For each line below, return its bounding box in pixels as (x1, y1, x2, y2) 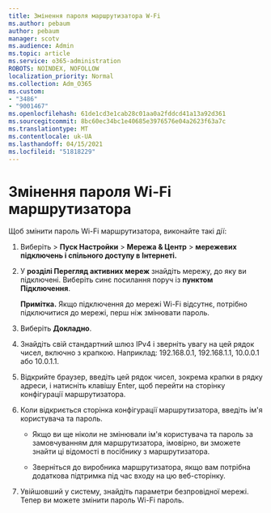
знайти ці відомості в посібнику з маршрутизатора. (32, 447, 210, 456)
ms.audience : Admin (8, 42, 74, 50)
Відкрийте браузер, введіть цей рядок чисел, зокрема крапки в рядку (19, 372, 263, 382)
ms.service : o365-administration (8, 58, 121, 66)
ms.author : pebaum (8, 19, 70, 28)
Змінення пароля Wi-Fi (8, 182, 171, 201)
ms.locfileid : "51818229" (8, 147, 95, 156)
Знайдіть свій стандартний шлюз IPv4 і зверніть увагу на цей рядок (19, 340, 255, 349)
